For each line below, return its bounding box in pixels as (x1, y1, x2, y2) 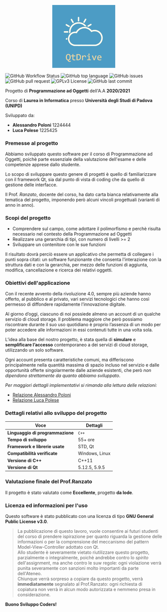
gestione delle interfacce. (5, 182, 58, 188)
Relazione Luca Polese (12, 397, 59, 403)
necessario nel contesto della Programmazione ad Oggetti (12, 231, 132, 237)
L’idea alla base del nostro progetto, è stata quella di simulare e (5, 337, 136, 343)
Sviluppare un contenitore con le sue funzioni (12, 242, 106, 247)
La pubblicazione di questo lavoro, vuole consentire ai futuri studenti (17, 528, 159, 534)
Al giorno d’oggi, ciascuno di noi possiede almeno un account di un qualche (5, 311, 161, 317)
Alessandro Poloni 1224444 (12, 122, 71, 128)
